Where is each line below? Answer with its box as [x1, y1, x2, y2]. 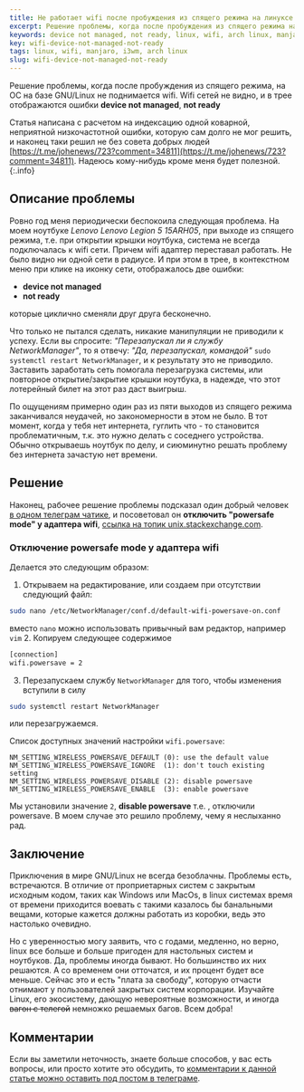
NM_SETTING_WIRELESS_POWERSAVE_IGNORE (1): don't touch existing [9, 762, 265, 771]
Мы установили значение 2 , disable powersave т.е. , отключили [9, 800, 255, 811]
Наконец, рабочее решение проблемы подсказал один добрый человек [9, 499, 290, 510]
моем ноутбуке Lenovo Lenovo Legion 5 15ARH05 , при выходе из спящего [9, 225, 294, 235]
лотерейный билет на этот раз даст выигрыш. [9, 383, 187, 394]
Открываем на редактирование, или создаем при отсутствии [22, 579, 261, 589]
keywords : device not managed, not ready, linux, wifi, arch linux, [9, 30, 273, 39]
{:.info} [9, 165, 35, 176]
